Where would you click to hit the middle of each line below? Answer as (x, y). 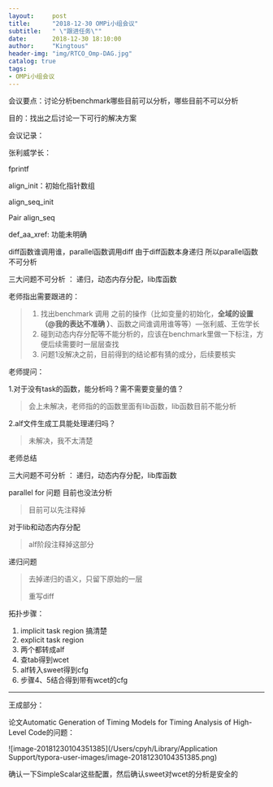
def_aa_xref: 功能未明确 (48, 234)
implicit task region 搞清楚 (64, 630)
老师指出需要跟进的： (44, 296)
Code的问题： (52, 732)
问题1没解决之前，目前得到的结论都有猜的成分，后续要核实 (138, 354)
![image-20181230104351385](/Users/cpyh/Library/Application (113, 748)
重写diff (41, 596)
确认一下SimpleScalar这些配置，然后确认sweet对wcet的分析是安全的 (123, 774)
